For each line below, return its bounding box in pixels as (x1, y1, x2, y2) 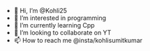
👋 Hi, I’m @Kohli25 (13, 7, 68, 14)
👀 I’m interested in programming (13, 14, 107, 22)
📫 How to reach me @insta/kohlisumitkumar (13, 37, 143, 44)
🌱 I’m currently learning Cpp (13, 21, 96, 29)
